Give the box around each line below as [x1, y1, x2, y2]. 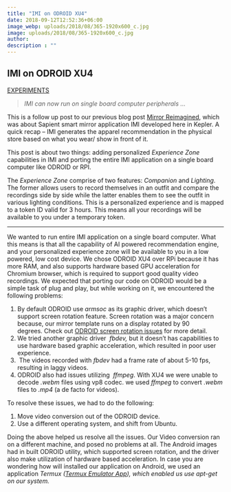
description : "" [7, 42, 57, 49]
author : [7, 36, 30, 43]
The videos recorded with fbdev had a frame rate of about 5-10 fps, [19, 356, 211, 364]
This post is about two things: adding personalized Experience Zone [7, 148, 200, 156]
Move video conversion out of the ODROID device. [16, 412, 160, 420]
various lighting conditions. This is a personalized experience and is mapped [7, 198, 224, 206]
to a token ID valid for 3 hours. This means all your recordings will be [7, 205, 201, 214]
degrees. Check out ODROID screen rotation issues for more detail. [16, 326, 208, 335]
